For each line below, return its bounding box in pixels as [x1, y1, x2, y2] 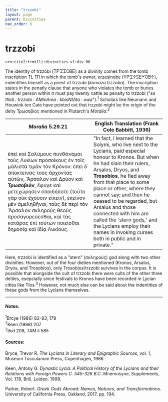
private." [93, 241, 114, 248]
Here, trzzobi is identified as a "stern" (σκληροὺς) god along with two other [5, 254, 161, 260]
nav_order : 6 [5, 21, 32, 27]
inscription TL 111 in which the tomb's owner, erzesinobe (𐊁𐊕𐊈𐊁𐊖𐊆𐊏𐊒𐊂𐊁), [5, 74, 157, 80]
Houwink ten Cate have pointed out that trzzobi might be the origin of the [5, 101, 156, 108]
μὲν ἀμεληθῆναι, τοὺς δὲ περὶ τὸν [7, 200, 88, 207]
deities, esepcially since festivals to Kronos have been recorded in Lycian [5, 276, 156, 282]
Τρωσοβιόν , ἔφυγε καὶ [7, 182, 61, 189]
